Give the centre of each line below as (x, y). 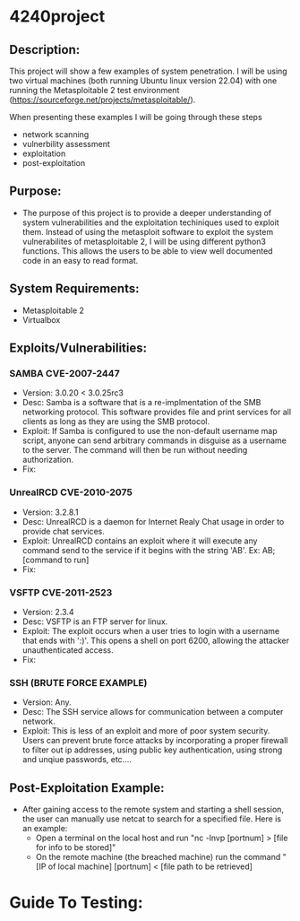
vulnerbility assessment (66, 144)
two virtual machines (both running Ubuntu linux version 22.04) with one (143, 81)
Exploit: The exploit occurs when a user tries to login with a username (151, 630)
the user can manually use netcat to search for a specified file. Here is (152, 819)
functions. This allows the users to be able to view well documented (147, 251)
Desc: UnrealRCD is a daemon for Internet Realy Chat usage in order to (153, 521)
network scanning (56, 135)
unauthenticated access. (68, 650)
